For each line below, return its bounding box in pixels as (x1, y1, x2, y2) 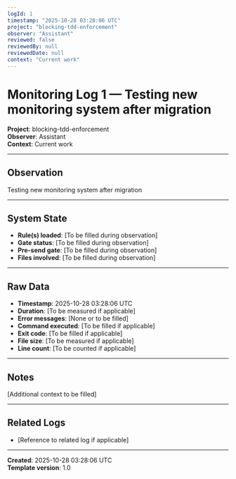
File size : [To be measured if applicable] (17, 337, 135, 345)
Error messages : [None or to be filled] (17, 314, 129, 323)
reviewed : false (7, 37, 55, 44)
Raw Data (7, 280, 51, 292)
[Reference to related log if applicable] (17, 435, 129, 444)
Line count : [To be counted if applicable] (17, 344, 136, 353)
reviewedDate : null (7, 50, 65, 57)
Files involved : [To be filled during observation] (17, 254, 156, 262)
